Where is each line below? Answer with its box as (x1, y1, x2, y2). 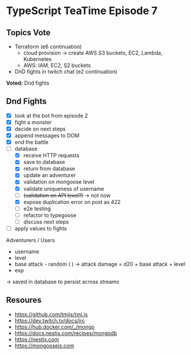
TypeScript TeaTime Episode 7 (6, 4, 158, 18)
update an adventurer (23, 172, 76, 179)
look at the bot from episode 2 (14, 112, 88, 119)
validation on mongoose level (23, 178, 95, 186)
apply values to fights (14, 225, 67, 232)
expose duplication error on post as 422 (23, 198, 121, 205)
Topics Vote (6, 28, 51, 38)
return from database (23, 165, 75, 172)
